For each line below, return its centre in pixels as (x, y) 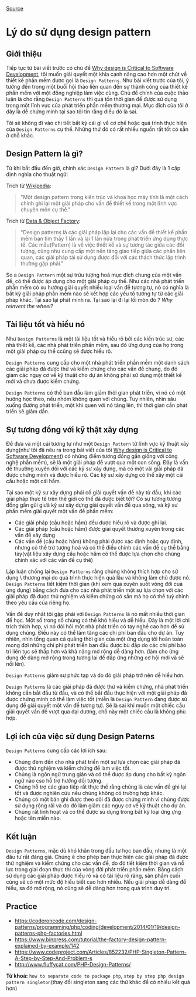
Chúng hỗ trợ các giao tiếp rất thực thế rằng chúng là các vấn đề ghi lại (100, 787)
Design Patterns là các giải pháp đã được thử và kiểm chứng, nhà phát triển (97, 687)
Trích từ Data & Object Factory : (43, 221)
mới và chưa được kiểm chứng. (43, 381)
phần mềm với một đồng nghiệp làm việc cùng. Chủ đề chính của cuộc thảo (97, 93)
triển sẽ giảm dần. (28, 411)
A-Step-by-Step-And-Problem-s (53, 958)
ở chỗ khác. (20, 135)
